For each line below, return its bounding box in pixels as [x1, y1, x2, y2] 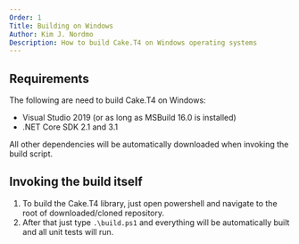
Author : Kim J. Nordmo [9, 29, 94, 38]
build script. [9, 148, 54, 159]
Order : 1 [9, 13, 42, 22]
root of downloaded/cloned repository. [21, 207, 165, 218]
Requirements [9, 71, 89, 86]
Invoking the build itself [9, 174, 143, 189]
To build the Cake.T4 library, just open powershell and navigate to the [21, 198, 278, 208]
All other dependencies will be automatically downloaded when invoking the [9, 139, 289, 150]
